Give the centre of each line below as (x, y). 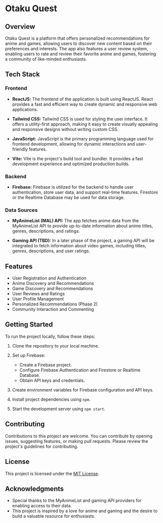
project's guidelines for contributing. (42, 446)
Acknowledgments (35, 489)
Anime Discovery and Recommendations (53, 283)
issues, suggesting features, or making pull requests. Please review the (77, 441)
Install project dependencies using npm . (51, 399)
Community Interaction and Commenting (53, 309)
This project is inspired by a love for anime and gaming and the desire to (85, 511)
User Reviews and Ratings (38, 294)
